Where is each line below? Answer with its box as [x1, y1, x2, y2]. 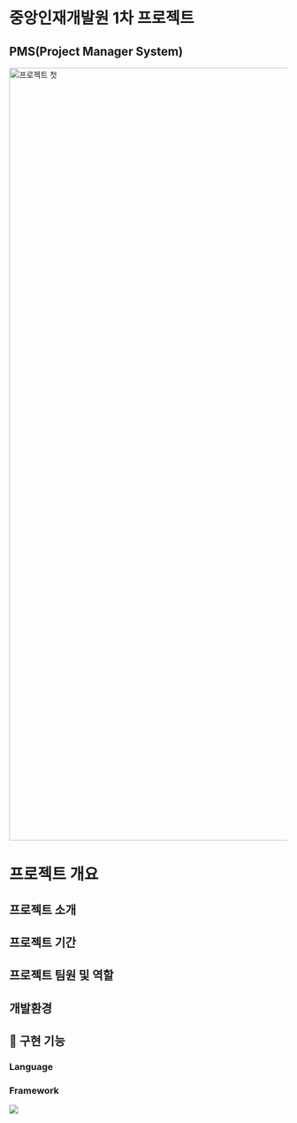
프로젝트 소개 [9, 902, 77, 917]
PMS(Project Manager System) [9, 43, 184, 58]
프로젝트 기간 [9, 935, 77, 950]
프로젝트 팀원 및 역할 [9, 968, 114, 983]
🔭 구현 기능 [9, 1034, 66, 1049]
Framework [9, 1084, 59, 1096]
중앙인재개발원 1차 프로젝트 [9, 8, 194, 28]
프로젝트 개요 [9, 865, 99, 885]
